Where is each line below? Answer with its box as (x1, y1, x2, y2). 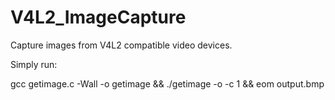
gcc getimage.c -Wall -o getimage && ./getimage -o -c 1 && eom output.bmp (10, 77, 325, 90)
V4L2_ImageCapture (10, 6, 187, 29)
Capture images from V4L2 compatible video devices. (10, 39, 233, 51)
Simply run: (10, 58, 58, 70)
